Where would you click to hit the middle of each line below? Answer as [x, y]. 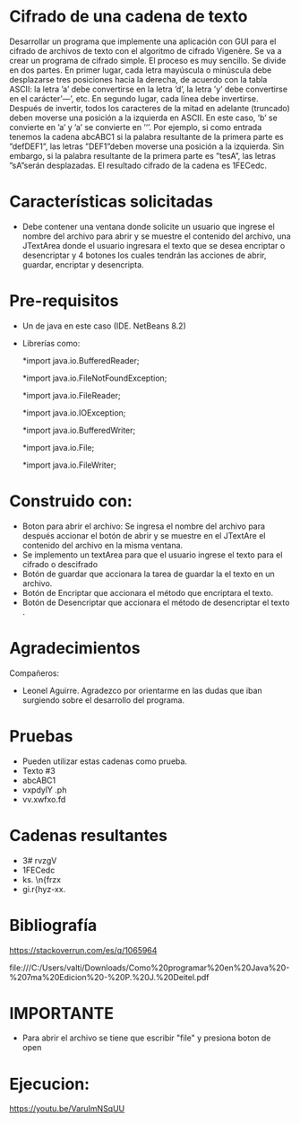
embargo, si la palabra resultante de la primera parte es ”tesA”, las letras [142, 155]
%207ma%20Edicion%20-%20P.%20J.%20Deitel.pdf [109, 977]
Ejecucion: [50, 1084]
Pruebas [41, 736]
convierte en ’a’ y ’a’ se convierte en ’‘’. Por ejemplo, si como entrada [136, 127]
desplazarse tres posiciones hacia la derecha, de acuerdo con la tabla [138, 79]
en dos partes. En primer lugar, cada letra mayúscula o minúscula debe [141, 70]
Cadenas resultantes [89, 835]
